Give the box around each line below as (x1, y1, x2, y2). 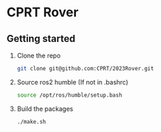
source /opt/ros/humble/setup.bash (16, 92, 123, 99)
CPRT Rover (6, 4, 79, 21)
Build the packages (16, 104, 74, 113)
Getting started (6, 33, 76, 45)
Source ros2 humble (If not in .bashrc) (16, 77, 128, 86)
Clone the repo (16, 51, 61, 60)
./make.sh (16, 118, 47, 125)
